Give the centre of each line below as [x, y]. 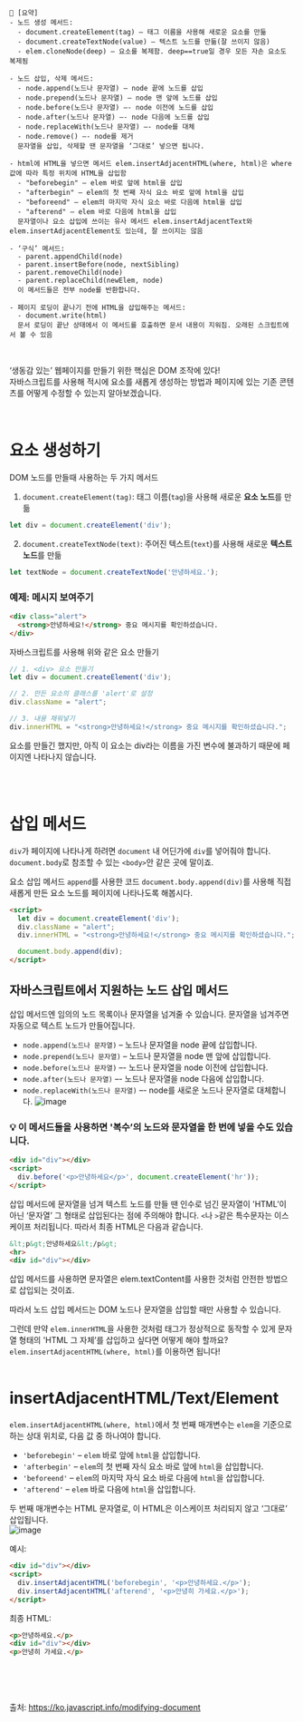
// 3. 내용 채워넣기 [42, 719]
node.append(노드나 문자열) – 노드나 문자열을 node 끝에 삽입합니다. [140, 1045]
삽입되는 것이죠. [47, 1290]
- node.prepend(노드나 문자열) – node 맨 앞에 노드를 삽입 [118, 98]
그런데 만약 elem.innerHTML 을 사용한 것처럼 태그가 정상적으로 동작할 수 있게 [142, 1329]
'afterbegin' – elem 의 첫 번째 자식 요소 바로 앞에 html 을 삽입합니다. [143, 1466]
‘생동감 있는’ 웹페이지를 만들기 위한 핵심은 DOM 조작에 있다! [115, 370]
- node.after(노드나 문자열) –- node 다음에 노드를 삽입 [114, 117]
